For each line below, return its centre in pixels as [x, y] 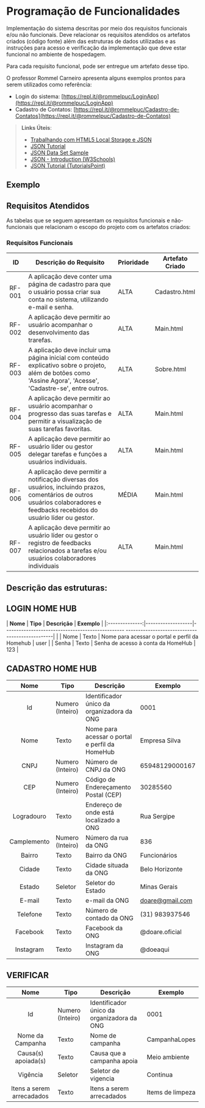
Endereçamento [108, 787]
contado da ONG [109, 918]
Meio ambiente [168, 1057]
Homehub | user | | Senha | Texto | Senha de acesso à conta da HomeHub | [101, 643]
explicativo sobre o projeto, [67, 366]
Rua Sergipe [157, 816]
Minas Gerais [159, 887]
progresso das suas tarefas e [70, 413]
